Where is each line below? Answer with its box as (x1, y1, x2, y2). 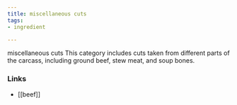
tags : (7, 17, 23, 24)
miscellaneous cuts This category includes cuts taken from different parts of (7, 49, 230, 57)
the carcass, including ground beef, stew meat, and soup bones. (7, 56, 195, 65)
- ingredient (7, 23, 46, 30)
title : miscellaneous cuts (7, 10, 87, 18)
